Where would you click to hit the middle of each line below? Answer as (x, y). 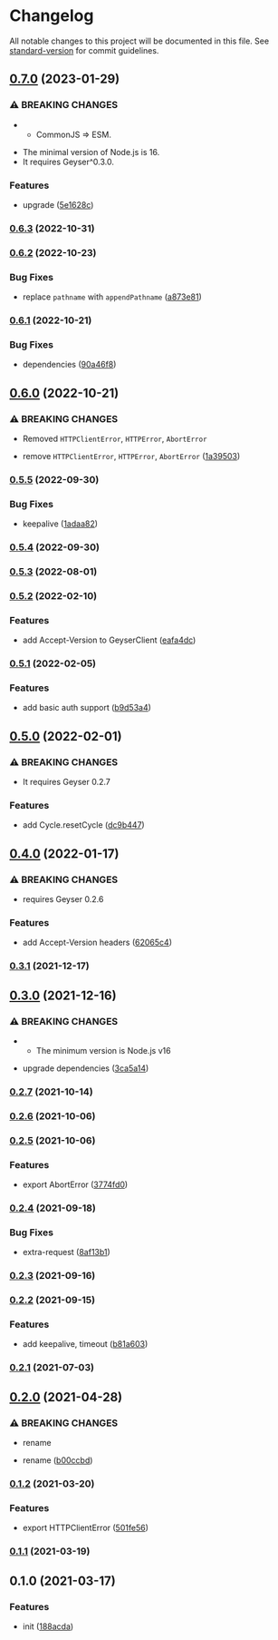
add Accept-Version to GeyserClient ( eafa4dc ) (109, 640)
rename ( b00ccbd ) (58, 1460)
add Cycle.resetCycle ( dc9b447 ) (83, 825)
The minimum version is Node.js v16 (103, 1051)
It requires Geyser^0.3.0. (68, 162)
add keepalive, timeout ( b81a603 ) (85, 1344)
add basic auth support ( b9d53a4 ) (87, 708)
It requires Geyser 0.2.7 (67, 782)
